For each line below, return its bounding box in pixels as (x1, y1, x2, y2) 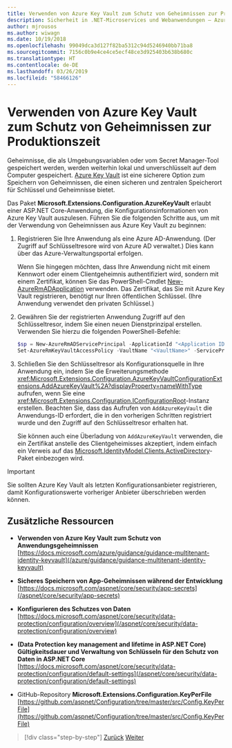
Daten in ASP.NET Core (17, 655, 86, 663)
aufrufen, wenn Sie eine (17, 389, 86, 398)
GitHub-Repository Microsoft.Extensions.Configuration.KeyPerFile (17, 690, 212, 698)
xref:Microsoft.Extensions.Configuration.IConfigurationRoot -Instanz (17, 397, 210, 405)
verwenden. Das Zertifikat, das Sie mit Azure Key (85, 285, 225, 293)
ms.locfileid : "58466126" (7, 74, 81, 82)
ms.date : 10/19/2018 (7, 36, 67, 43)
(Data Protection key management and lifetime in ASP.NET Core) (17, 640, 206, 648)
